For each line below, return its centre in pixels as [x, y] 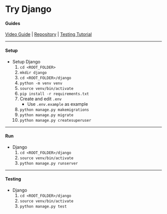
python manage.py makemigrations [54, 110]
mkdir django [33, 73]
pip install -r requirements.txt [54, 94]
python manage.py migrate [46, 115]
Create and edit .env [41, 99]
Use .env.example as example [58, 104]
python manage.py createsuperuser [55, 120]
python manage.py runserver [49, 163]
